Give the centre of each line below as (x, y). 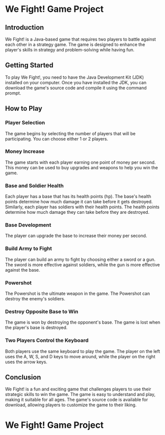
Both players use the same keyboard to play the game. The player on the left (82, 351)
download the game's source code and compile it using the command (76, 88)
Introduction (25, 27)
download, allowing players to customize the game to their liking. (71, 405)
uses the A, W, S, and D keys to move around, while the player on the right (80, 356)
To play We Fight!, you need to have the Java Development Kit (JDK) (75, 77)
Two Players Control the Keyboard (47, 340)
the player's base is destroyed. (36, 328)
